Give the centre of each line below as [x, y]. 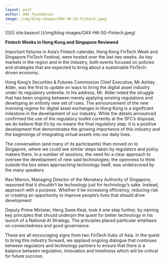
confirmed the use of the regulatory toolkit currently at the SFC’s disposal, [80, 119]
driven [12, 73]
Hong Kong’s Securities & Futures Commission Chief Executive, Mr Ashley [80, 82]
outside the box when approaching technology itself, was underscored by [80, 165]
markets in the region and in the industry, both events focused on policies [80, 62]
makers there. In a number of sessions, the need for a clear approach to [78, 154]
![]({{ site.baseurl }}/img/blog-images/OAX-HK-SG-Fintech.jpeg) [70, 33]
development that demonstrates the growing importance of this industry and [82, 129]
